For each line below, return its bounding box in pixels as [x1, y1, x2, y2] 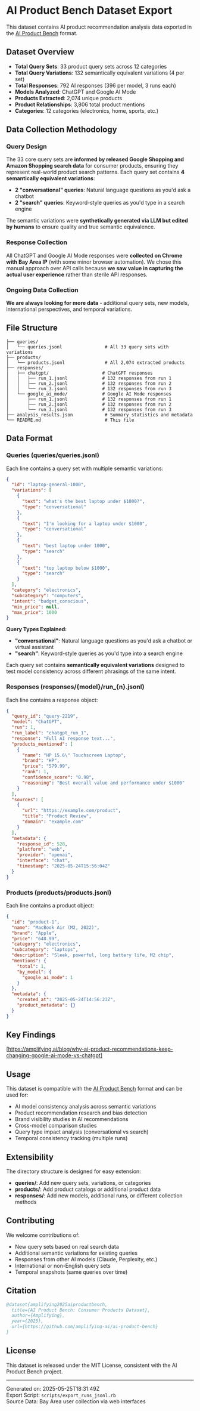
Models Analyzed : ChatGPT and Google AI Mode [14, 88, 136, 95]
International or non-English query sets [14, 1262, 111, 1269]
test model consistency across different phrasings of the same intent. [6, 668, 177, 675]
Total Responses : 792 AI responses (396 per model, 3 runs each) [14, 82, 177, 89]
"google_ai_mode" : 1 [21, 974, 73, 980]
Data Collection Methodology [6, 125, 117, 135]
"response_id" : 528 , [17, 841, 68, 847]
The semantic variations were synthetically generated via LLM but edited [6, 217, 189, 224]
